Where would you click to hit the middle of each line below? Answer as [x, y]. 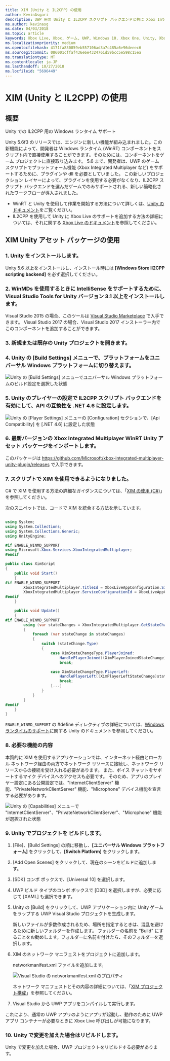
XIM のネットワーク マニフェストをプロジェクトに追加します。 [78, 954]
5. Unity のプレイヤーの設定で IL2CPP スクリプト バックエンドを [83, 398]
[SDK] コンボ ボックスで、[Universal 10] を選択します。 [70, 879]
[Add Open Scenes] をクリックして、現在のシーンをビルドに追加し [82, 862]
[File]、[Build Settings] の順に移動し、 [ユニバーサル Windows [77, 845]
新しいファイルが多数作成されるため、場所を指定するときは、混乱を [83, 924]
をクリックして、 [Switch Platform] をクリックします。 [86, 851]
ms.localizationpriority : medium [40, 43]
